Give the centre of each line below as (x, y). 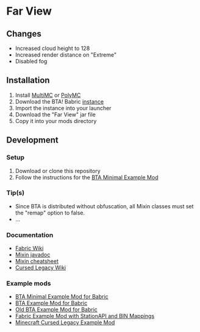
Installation (28, 80)
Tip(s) (16, 193)
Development (33, 140)
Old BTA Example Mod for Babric (56, 309)
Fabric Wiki (29, 249)
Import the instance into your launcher (63, 108)
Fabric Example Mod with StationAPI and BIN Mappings (85, 316)
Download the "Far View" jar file (55, 115)
